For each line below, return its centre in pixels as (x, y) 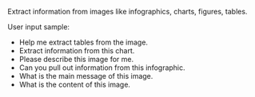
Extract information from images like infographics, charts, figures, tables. (127, 12)
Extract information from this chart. (77, 50)
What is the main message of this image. (86, 76)
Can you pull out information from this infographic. (102, 68)
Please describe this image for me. (76, 59)
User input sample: (38, 27)
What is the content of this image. (75, 84)
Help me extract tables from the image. (84, 42)
